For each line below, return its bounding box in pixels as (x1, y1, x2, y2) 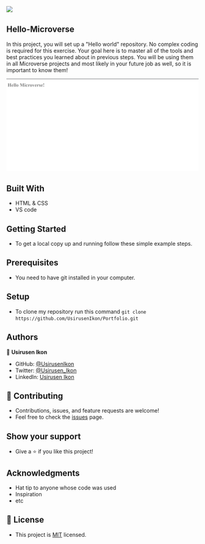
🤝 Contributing (6, 391, 63, 401)
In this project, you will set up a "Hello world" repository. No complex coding (6, 40, 198, 48)
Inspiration (15, 490, 42, 498)
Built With (6, 183, 45, 194)
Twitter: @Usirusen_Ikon (15, 367, 77, 374)
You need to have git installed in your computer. (15, 274, 135, 281)
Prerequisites (6, 257, 59, 268)
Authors (6, 332, 38, 342)
